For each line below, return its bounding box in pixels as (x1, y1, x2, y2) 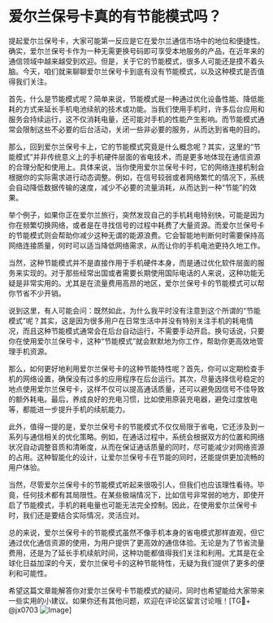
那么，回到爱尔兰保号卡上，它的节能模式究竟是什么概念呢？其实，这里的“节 (8, 142, 262, 151)
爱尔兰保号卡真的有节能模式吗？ (8, 7, 223, 26)
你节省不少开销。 (8, 288, 66, 298)
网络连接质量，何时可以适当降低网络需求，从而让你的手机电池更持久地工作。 (8, 240, 265, 250)
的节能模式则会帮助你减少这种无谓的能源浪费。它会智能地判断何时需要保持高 (8, 230, 265, 240)
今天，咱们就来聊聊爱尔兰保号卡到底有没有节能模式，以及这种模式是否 (22, 66, 258, 76)
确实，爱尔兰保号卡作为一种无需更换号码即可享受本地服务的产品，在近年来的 (8, 46, 265, 55)
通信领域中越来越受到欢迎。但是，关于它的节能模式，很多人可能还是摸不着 (8, 56, 258, 66)
